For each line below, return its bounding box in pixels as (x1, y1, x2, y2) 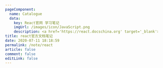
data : (9, 16, 21, 21)
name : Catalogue (9, 11, 42, 16)
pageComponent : (5, 7, 36, 12)
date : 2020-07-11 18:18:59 (5, 38, 60, 43)
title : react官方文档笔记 (5, 34, 53, 39)
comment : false (5, 51, 36, 57)
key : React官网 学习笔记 (14, 20, 60, 25)
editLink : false (5, 56, 38, 61)
